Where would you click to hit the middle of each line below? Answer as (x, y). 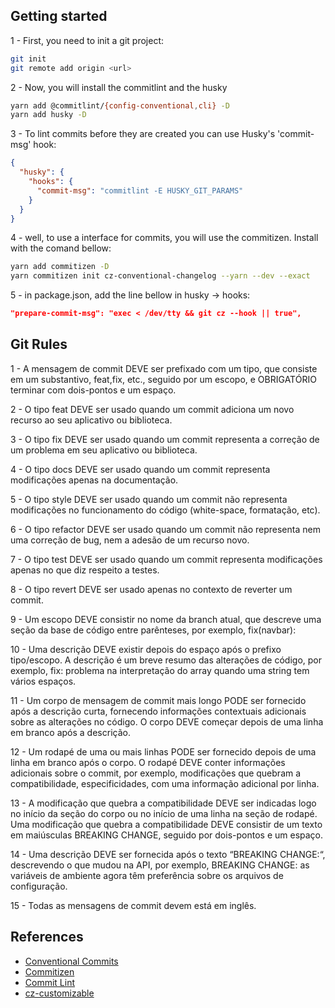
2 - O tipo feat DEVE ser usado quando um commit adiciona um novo (152, 409)
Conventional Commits (71, 961)
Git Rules (39, 344)
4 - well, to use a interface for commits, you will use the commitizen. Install (164, 238)
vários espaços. (43, 681)
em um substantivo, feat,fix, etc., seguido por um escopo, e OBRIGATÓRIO (163, 379)
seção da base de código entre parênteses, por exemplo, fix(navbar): (153, 630)
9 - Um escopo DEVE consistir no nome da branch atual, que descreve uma (166, 619)
